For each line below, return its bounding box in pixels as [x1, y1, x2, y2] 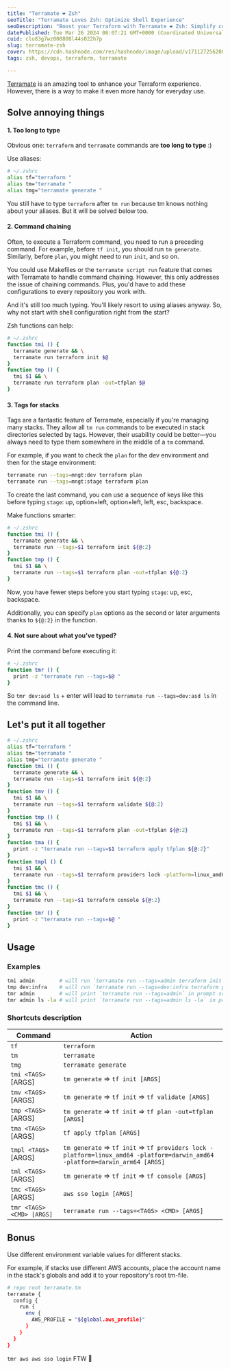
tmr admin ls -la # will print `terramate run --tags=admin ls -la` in [7, 997, 216, 1004]
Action [130, 1031, 153, 1040]
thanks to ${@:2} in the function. [7, 615, 98, 624]
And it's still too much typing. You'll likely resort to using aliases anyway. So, [7, 301, 222, 309]
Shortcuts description [7, 1012, 82, 1022]
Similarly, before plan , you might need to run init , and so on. [7, 252, 179, 261]
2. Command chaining [7, 223, 71, 231]
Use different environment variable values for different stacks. [7, 1250, 182, 1258]
